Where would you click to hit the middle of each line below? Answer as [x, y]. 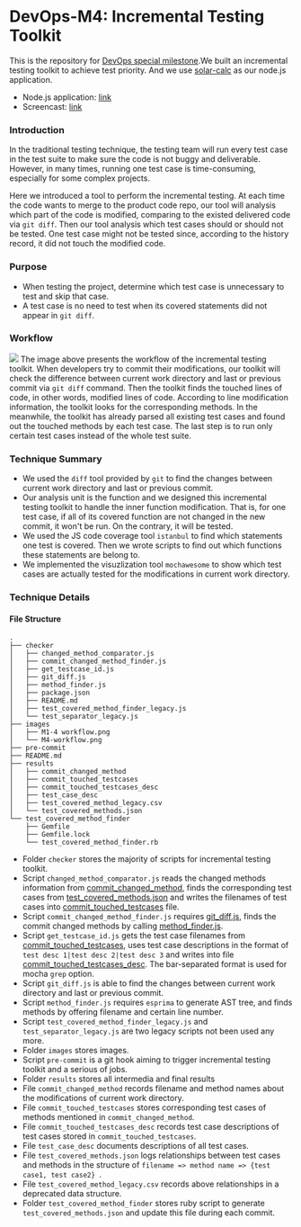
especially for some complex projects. [80, 178]
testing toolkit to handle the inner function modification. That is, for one [154, 507]
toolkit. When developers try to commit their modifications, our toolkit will [145, 368]
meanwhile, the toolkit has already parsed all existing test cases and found [147, 416]
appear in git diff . [58, 315]
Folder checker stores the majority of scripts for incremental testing [146, 859]
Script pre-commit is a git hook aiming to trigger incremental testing [146, 1060]
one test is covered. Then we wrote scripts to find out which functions [152, 545]
